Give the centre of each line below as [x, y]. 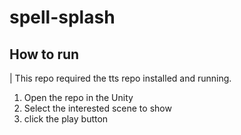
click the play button [66, 119]
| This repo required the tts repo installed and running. [120, 78]
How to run [44, 54]
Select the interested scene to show [97, 108]
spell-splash [62, 17]
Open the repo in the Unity [78, 97]
